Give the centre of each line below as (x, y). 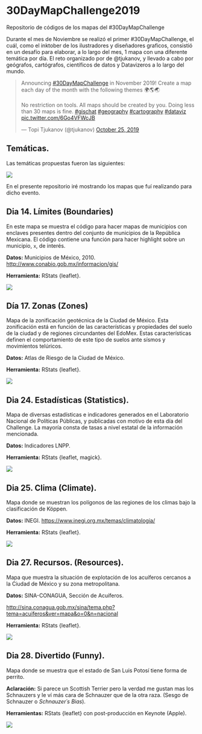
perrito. (15, 676)
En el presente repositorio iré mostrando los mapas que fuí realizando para (99, 186)
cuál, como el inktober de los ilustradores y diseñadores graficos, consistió (99, 45)
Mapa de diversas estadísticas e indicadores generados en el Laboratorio (97, 415)
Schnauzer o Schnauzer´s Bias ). (46, 701)
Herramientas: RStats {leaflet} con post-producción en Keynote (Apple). (96, 713)
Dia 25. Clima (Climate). (52, 488)
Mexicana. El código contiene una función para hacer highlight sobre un (96, 239)
